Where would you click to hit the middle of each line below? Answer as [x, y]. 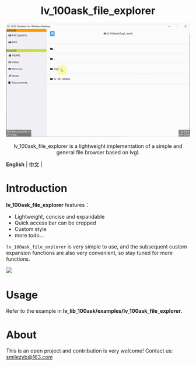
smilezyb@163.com [29, 357]
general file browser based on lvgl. [98, 152]
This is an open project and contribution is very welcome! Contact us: [90, 351]
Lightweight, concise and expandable [60, 217]
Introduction [37, 188]
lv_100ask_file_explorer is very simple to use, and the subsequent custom [97, 247]
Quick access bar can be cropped [55, 223]
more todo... [29, 236]
